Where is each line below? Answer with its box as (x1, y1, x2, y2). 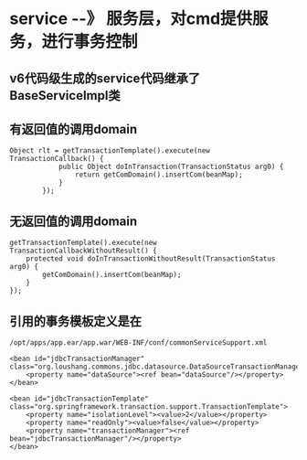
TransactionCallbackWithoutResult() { (9, 246, 157, 256)
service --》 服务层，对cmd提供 (9, 8, 253, 29)
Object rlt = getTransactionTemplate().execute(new (9, 146, 210, 155)
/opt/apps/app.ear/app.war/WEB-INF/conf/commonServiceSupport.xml (9, 338, 268, 348)
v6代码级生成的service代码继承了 (9, 70, 201, 86)
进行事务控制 (41, 31, 139, 52)
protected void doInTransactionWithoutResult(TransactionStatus (26, 254, 276, 263)
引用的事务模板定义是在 (9, 313, 142, 329)
